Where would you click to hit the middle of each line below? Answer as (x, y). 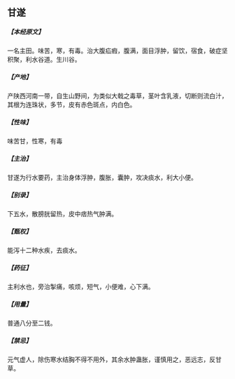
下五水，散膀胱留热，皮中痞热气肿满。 (62, 214)
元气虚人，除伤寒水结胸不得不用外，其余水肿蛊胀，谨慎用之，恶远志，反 (111, 359)
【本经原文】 (26, 32)
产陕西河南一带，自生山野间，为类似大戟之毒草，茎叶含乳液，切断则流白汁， (117, 96)
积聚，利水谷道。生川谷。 (44, 60)
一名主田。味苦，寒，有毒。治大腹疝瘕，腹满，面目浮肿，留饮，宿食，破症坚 (117, 51)
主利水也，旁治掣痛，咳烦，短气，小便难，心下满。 (81, 287)
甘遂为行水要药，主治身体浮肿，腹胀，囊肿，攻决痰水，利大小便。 (102, 178)
